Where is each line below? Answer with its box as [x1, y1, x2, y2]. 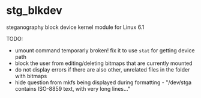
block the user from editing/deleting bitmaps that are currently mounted [14, 60, 193, 67]
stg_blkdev [6, 4, 63, 17]
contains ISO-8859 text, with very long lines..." [14, 85, 131, 92]
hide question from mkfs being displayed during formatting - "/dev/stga [14, 79, 192, 86]
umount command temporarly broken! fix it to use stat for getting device [14, 46, 195, 54]
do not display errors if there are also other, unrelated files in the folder [14, 66, 190, 73]
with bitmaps [14, 72, 47, 79]
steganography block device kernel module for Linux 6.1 [6, 23, 145, 31]
